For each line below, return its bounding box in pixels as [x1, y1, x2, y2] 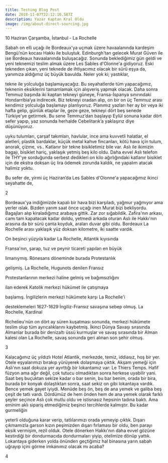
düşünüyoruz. [5, 124, 34, 130]
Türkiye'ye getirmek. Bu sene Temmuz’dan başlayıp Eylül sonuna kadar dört [5, 113, 162, 119]
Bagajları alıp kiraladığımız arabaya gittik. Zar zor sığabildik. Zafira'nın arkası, [5, 210, 163, 216]
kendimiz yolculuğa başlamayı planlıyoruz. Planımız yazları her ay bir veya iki [5, 102, 163, 108]
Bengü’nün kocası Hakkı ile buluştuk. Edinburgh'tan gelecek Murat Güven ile [5, 50, 163, 56]
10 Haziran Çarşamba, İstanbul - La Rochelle [5, 35, 97, 41]
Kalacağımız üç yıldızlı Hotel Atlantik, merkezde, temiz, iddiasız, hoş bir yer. [5, 354, 160, 360]
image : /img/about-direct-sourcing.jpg [5, 21, 89, 27]
